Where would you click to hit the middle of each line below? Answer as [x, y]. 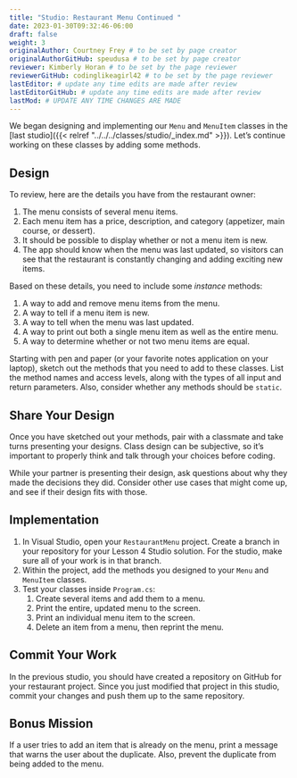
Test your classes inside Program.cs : [89, 589]
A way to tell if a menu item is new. [86, 313]
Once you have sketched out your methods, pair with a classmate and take [146, 437]
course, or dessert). [58, 231]
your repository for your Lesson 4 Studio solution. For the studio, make [152, 551]
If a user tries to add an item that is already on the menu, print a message [144, 745]
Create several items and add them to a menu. [120, 598]
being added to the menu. [57, 764]
